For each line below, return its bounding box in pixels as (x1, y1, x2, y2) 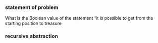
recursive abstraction (5, 33, 58, 40)
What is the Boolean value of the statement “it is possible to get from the (5, 15, 154, 21)
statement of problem (5, 4, 58, 11)
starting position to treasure (5, 20, 62, 26)
